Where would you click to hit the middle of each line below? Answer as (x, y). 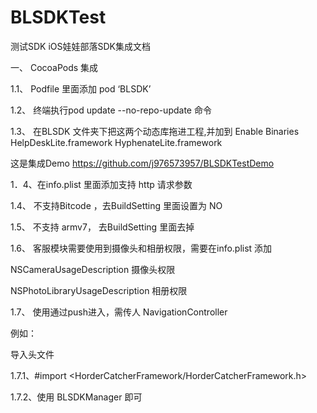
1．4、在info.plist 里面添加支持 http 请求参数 (101, 184)
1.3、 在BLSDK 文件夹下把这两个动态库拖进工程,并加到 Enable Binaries (155, 131)
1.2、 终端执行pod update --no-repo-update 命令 (111, 110)
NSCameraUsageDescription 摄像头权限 (93, 269)
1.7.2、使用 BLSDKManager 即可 (76, 397)
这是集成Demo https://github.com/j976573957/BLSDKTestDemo (142, 163)
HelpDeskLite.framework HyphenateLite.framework (116, 142)
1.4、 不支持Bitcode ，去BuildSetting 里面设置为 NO (116, 205)
